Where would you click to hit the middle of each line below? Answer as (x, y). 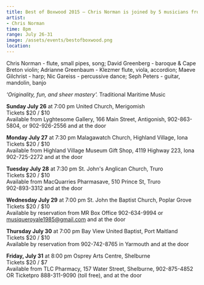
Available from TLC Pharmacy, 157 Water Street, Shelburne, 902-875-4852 (100, 269)
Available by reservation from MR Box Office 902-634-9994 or (85, 213)
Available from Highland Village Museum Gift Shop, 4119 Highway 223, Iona (100, 150)
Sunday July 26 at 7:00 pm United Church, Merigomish (76, 106)
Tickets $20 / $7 (27, 262)
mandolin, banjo (26, 82)
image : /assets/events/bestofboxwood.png (59, 40)
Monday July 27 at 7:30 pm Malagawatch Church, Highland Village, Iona (97, 137)
